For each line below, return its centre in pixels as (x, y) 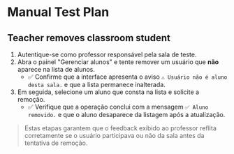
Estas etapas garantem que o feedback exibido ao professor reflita (120, 128)
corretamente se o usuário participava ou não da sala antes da (114, 136)
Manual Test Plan (58, 12)
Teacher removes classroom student (89, 38)
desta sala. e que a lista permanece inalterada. (96, 85)
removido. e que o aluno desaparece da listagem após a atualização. (126, 115)
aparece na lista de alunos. (56, 69)
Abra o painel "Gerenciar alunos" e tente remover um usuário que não (118, 62)
